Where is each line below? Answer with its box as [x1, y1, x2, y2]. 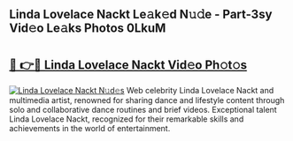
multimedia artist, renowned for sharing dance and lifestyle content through [9, 95, 285, 105]
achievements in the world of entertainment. [9, 123, 171, 133]
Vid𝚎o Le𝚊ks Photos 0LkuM [9, 21, 166, 36]
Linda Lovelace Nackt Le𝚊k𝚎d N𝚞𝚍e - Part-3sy [9, 7, 273, 22]
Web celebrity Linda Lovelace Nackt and [126, 85, 274, 95]
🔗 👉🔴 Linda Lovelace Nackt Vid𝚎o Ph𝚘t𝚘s [9, 57, 248, 72]
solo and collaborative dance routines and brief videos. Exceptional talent [9, 105, 277, 115]
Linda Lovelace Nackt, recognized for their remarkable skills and [9, 114, 244, 124]
